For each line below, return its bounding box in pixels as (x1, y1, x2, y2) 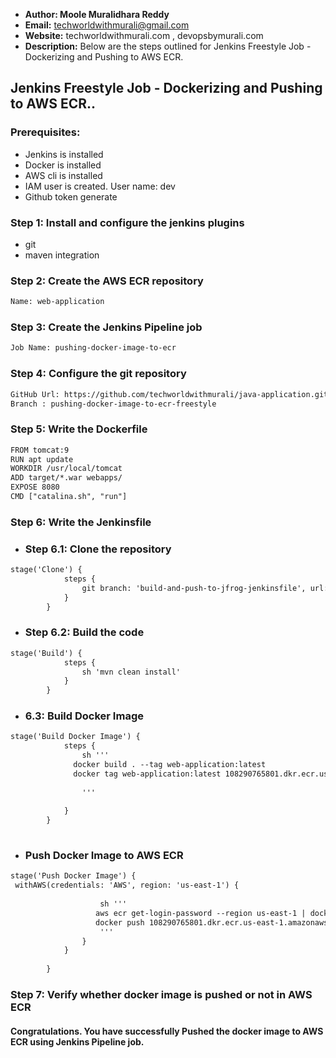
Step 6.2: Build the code (24, 625, 145, 639)
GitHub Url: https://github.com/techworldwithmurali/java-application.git (10, 389, 329, 399)
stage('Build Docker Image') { (10, 732, 141, 742)
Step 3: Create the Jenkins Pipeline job (10, 320, 203, 334)
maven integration (24, 249, 100, 261)
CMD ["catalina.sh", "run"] (10, 492, 128, 502)
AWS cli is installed (24, 169, 103, 181)
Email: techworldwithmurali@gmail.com (24, 19, 190, 31)
